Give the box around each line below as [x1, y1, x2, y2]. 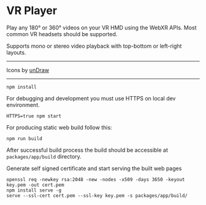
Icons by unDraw [6, 66, 50, 73]
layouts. [6, 48, 26, 56]
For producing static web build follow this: [6, 124, 112, 131]
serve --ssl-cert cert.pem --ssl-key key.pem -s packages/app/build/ [6, 192, 188, 199]
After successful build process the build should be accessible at [6, 146, 169, 154]
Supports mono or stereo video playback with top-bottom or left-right [6, 42, 182, 50]
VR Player [6, 4, 57, 18]
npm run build [6, 135, 43, 141]
